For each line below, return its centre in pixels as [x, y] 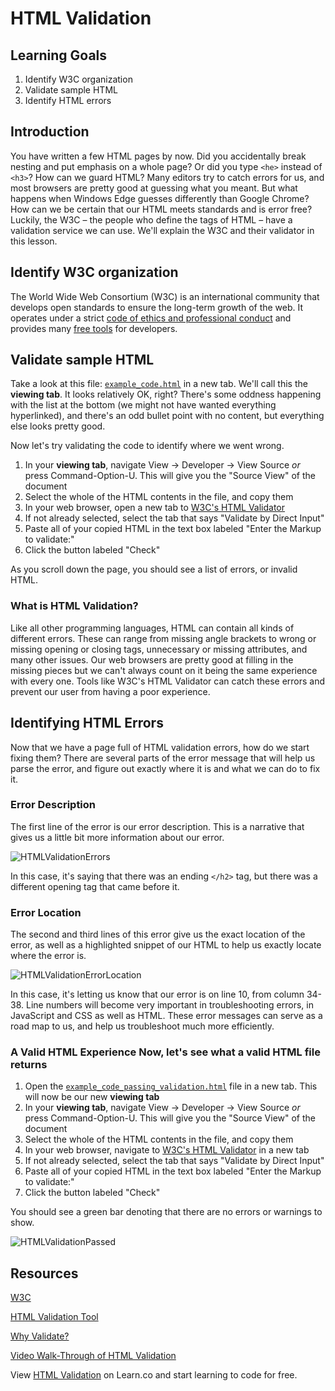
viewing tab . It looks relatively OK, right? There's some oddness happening [166, 394]
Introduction [50, 132]
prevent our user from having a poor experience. [110, 691]
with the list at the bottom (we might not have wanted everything [143, 405]
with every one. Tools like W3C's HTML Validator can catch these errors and [168, 681]
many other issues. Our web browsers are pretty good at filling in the [152, 659]
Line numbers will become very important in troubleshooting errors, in [169, 1005]
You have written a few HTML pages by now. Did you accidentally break [158, 156]
